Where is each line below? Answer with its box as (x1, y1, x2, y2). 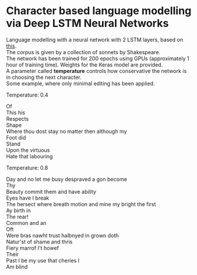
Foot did (6, 134, 27, 141)
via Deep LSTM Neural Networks (6, 16, 169, 30)
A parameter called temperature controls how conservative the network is (6, 67, 187, 74)
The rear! (6, 213, 28, 220)
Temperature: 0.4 (6, 91, 48, 98)
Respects (6, 115, 29, 122)
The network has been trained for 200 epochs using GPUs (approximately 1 (6, 55, 190, 62)
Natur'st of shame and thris (6, 238, 73, 245)
